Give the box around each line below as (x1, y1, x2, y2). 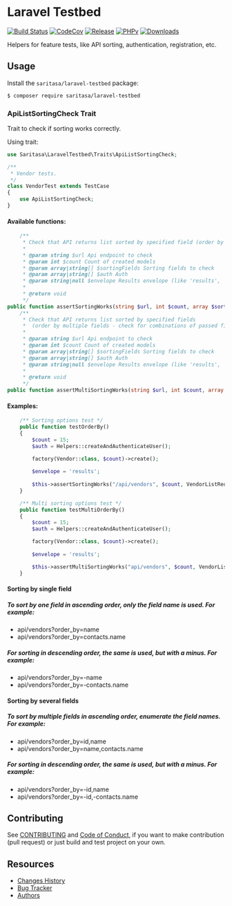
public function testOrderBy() (19, 423, 110, 431)
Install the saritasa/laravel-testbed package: (7, 79, 139, 87)
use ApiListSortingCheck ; (19, 196, 95, 203)
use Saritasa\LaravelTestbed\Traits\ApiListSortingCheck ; (7, 151, 177, 158)
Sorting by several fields (7, 696, 79, 705)
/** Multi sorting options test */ (19, 499, 122, 507)
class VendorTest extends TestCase (7, 183, 110, 190)
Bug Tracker (17, 884, 52, 892)
